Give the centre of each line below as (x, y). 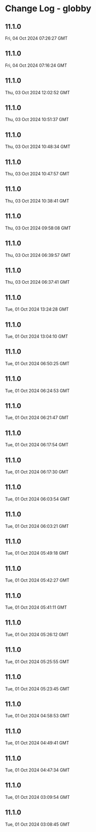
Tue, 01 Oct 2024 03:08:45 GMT (38, 824)
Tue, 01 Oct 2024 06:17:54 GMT (37, 445)
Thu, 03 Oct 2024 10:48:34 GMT (38, 146)
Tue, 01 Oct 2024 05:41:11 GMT (36, 607)
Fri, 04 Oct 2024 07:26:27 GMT (36, 38)
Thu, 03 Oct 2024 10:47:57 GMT (37, 174)
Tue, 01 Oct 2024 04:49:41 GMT (37, 743)
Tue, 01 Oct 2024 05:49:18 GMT (37, 553)
